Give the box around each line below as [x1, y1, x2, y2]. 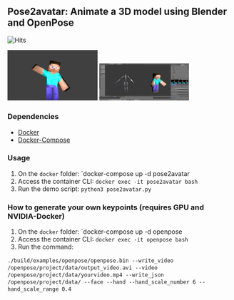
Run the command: [17, 242, 73, 252]
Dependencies [7, 112, 59, 122]
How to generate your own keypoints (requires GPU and [7, 202, 205, 212]
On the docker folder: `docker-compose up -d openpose [17, 227, 183, 236]
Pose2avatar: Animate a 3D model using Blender [7, 6, 228, 18]
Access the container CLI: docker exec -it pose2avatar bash [17, 177, 198, 185]
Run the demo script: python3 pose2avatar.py [17, 185, 152, 193]
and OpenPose [7, 17, 75, 29]
